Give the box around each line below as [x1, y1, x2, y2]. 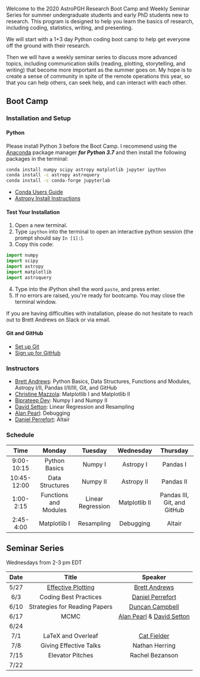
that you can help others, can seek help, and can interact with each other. [6, 79, 187, 86]
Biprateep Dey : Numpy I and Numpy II [14, 397, 108, 404]
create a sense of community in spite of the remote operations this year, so [6, 73, 190, 79]
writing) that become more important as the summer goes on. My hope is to [6, 66, 192, 73]
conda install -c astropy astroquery [6, 172, 100, 178]
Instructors [6, 364, 40, 372]
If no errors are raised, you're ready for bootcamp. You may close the [14, 292, 185, 299]
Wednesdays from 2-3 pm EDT [6, 559, 82, 566]
